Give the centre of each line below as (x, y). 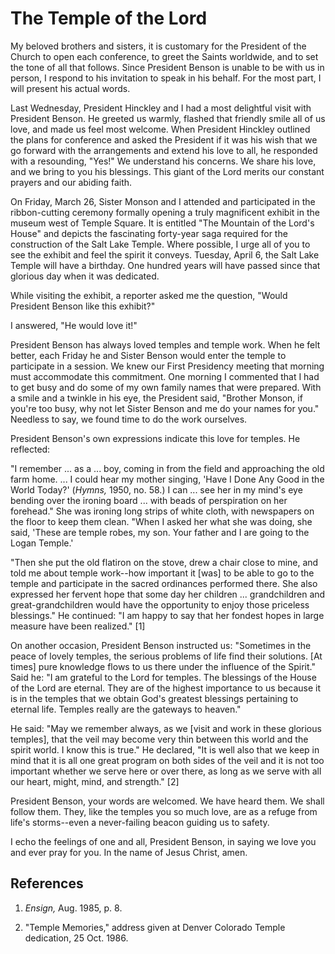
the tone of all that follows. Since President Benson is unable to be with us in (167, 67)
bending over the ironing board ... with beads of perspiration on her (149, 500)
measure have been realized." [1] (78, 626)
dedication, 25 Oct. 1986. (76, 938)
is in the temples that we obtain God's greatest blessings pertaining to (154, 698)
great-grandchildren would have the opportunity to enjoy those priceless (160, 604)
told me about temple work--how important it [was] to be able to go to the (162, 573)
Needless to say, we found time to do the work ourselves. (129, 419)
